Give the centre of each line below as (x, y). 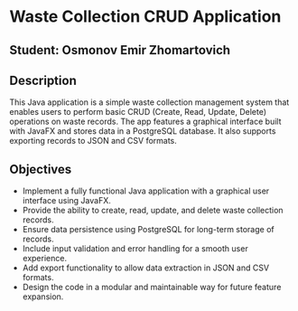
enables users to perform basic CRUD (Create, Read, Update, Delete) (138, 112)
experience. (45, 259)
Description (43, 80)
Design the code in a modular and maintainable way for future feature (152, 287)
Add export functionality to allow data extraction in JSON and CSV (145, 268)
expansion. (43, 297)
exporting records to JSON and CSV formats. (93, 141)
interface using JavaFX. (66, 201)
